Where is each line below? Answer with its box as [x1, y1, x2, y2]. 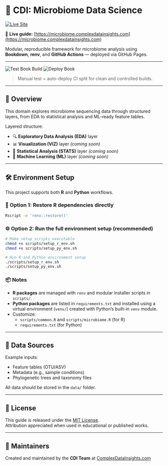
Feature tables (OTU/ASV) [12, 364, 66, 370]
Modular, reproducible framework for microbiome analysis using [5, 46, 137, 52]
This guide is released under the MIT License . [5, 417, 99, 423]
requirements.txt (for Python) [19, 322, 82, 328]
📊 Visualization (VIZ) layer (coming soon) [12, 141, 100, 147]
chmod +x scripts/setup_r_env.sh [5, 241, 75, 246]
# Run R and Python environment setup [5, 255, 86, 260]
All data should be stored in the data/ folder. [5, 385, 96, 391]
